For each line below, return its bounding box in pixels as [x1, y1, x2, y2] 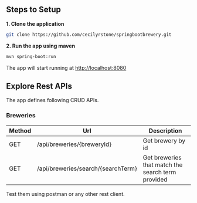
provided [142, 175, 168, 184]
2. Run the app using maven [6, 42, 76, 49]
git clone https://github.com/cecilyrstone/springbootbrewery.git [6, 32, 172, 38]
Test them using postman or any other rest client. [6, 190, 125, 197]
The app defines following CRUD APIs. [6, 97, 99, 104]
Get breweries [142, 153, 182, 161]
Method [9, 126, 32, 134]
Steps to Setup [6, 5, 62, 15]
